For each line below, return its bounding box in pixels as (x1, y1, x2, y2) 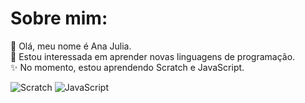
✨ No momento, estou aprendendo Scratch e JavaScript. (10, 61, 245, 73)
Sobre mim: (10, 7, 108, 30)
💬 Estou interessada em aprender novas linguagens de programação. (10, 50, 296, 62)
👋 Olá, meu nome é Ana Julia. (10, 40, 132, 52)
